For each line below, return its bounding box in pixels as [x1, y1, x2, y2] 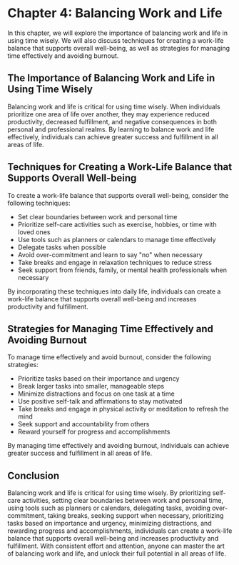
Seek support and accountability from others [17, 420, 150, 429]
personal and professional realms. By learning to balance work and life [7, 125, 215, 134]
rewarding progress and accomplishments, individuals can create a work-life [7, 526, 233, 535]
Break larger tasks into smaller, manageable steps [17, 382, 165, 391]
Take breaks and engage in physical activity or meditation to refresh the [17, 405, 230, 414]
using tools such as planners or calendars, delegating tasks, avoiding [7, 504, 210, 512]
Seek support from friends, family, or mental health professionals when [17, 266, 227, 274]
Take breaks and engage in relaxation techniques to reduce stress [17, 258, 213, 266]
